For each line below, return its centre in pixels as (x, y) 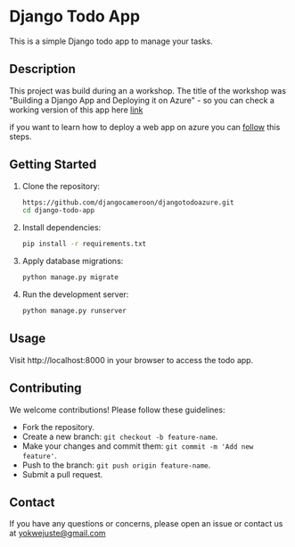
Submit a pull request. (62, 474)
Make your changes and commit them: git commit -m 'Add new (138, 446)
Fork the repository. (58, 427)
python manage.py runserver (74, 311)
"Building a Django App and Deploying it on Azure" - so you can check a (142, 100)
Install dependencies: (61, 228)
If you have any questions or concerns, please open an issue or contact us (146, 524)
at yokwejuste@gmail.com (57, 534)
